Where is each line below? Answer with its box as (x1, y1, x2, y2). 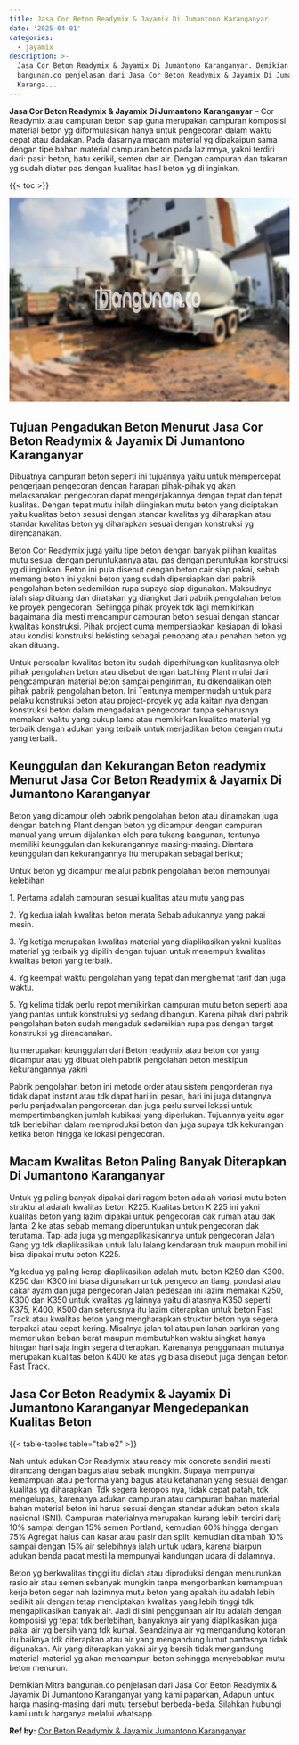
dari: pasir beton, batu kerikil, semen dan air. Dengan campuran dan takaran (9, 152, 287, 164)
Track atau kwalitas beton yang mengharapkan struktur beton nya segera (9, 1313, 279, 1324)
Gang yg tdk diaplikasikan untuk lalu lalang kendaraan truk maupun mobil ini (9, 1239, 287, 1250)
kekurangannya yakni (9, 1064, 88, 1074)
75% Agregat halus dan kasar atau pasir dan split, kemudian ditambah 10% (9, 1531, 284, 1542)
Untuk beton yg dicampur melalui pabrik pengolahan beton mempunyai (9, 865, 270, 876)
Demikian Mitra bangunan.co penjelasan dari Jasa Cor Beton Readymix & (9, 1679, 278, 1690)
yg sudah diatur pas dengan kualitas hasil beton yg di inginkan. (9, 162, 240, 173)
